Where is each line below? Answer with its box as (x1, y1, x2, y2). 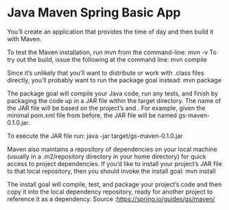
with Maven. (7, 34, 43, 43)
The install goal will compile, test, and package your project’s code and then (7, 180, 222, 188)
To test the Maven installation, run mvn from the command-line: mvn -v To (7, 48, 217, 56)
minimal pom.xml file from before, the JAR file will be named (7, 111, 177, 119)
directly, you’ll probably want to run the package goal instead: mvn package (7, 75, 221, 84)
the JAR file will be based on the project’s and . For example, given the (7, 104, 206, 112)
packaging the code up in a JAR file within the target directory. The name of (7, 96, 221, 104)
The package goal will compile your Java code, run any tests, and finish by (7, 89, 218, 97)
